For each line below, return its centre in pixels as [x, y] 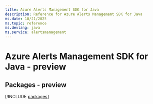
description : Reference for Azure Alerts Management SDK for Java [74, 14]
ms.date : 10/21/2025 [26, 19]
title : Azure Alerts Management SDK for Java [52, 10]
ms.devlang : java [23, 28]
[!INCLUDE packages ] [27, 96]
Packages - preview [36, 85]
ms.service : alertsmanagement [36, 32]
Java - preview [36, 67]
